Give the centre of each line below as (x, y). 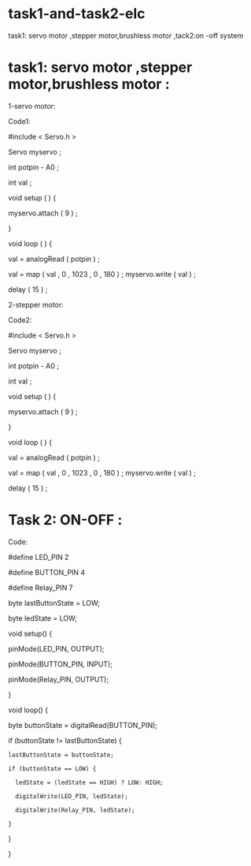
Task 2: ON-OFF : (65, 520)
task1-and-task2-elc (77, 14)
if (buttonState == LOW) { (52, 769)
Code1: (19, 121)
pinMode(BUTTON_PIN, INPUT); (60, 664)
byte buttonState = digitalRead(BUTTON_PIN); (83, 725)
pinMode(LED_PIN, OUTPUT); (56, 648)
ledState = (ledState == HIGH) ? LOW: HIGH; (89, 782)
